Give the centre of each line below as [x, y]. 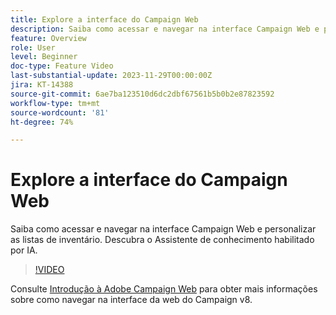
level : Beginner [44, 57]
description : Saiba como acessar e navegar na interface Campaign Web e [165, 29]
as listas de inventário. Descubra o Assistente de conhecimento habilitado [162, 240]
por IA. [24, 250]
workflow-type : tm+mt [55, 103]
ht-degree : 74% [42, 122]
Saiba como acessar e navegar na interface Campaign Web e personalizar [163, 229]
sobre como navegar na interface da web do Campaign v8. [131, 300]
